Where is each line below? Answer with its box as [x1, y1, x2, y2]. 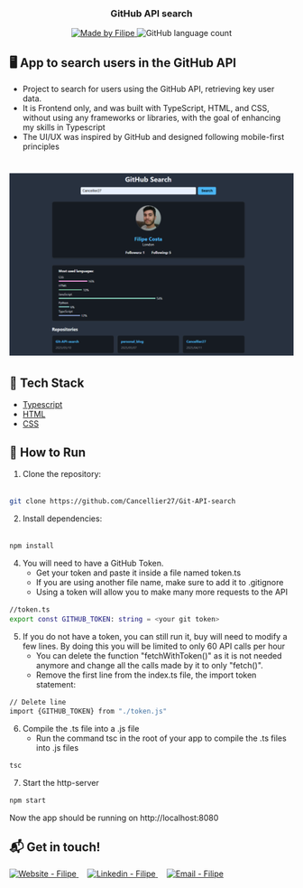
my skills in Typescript [22, 122, 106, 133]
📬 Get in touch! [9, 839, 101, 855]
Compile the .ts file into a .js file [22, 724, 140, 734]
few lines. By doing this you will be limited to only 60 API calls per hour [22, 640, 286, 651]
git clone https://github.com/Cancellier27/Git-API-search [9, 497, 236, 506]
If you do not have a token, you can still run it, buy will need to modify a [22, 631, 288, 641]
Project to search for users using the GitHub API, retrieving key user [22, 84, 275, 95]
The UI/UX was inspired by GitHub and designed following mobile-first [22, 132, 285, 143]
